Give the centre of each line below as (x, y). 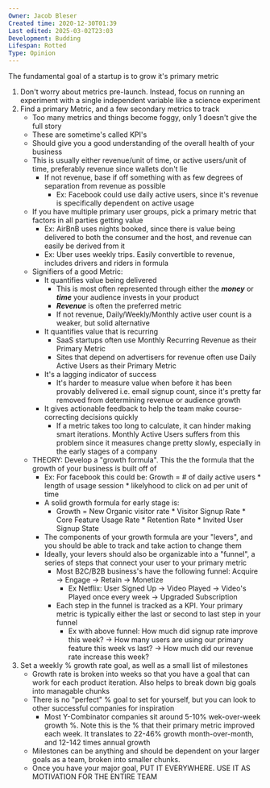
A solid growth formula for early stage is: (112, 503)
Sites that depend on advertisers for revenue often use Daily (156, 357)
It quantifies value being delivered (100, 280)
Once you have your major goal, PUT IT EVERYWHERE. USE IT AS (141, 768)
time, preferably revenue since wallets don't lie (110, 169)
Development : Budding (45, 38)
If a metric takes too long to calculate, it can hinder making (154, 425)
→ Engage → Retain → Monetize (110, 580)
